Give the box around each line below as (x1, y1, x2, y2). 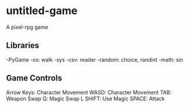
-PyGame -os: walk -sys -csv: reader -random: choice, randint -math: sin (6, 56, 184, 63)
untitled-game (6, 4, 78, 18)
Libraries (6, 41, 39, 50)
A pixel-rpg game (6, 23, 49, 31)
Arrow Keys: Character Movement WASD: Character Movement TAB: (6, 89, 172, 96)
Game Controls (6, 73, 63, 83)
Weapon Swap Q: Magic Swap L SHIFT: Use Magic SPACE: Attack (6, 95, 166, 102)
